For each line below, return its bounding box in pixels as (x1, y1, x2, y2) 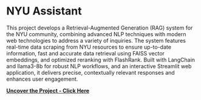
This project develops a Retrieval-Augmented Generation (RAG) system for (6, 24, 193, 31)
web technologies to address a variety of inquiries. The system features (6, 37, 186, 44)
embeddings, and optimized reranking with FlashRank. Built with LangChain (6, 56, 196, 63)
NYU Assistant (6, 4, 82, 18)
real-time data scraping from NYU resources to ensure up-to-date (6, 43, 172, 51)
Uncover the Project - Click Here (6, 87, 90, 94)
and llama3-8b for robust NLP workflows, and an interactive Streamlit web (6, 62, 192, 70)
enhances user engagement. (6, 75, 78, 83)
